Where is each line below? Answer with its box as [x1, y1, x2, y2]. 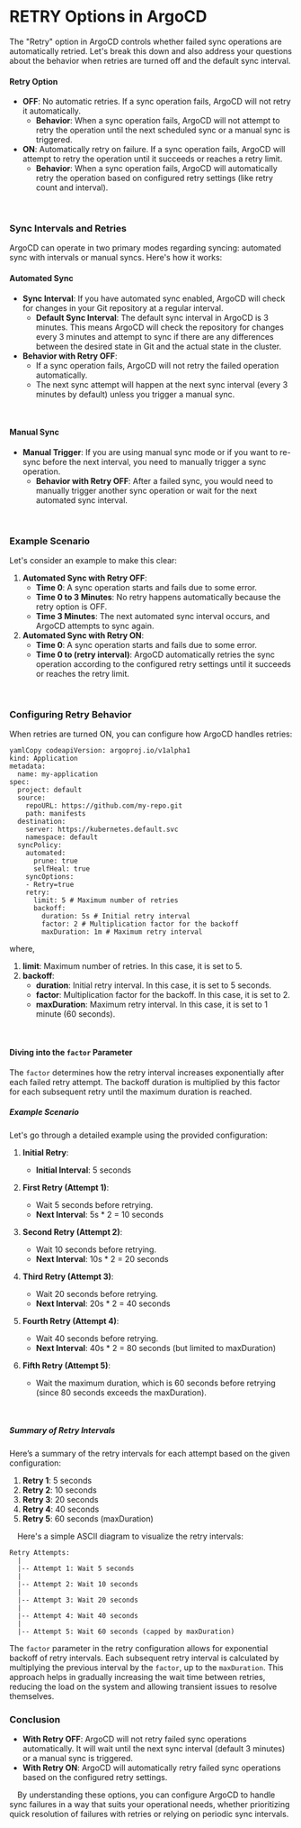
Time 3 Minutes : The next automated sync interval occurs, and [35, 611, 270, 622]
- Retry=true [25, 881, 75, 890]
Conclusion [9, 1713, 61, 1725]
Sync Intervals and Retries [9, 223, 128, 235]
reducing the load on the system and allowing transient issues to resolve [9, 1681, 278, 1692]
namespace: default [25, 833, 99, 842]
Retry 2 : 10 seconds [22, 1485, 97, 1495]
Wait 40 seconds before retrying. [35, 1332, 159, 1344]
